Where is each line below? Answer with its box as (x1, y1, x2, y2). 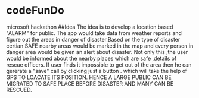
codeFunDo (6, 4, 64, 17)
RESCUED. (6, 86, 32, 93)
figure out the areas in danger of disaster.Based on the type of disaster (6, 36, 181, 43)
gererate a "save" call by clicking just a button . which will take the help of (6, 67, 188, 74)
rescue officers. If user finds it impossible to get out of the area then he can (6, 61, 192, 68)
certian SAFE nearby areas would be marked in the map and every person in (6, 42, 194, 49)
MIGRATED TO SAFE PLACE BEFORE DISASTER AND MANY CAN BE (6, 80, 174, 87)
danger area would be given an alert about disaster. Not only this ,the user (6, 48, 188, 55)
